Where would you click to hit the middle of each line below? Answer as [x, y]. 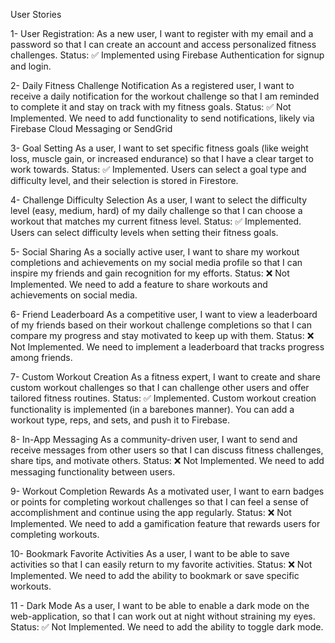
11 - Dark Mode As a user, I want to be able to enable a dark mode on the [160, 605]
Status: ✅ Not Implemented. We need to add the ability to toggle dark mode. [167, 627]
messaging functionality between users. [93, 472]
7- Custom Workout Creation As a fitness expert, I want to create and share [165, 377]
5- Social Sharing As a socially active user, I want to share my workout [155, 252]
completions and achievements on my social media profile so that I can [156, 262]
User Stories [36, 14]
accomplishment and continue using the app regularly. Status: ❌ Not [151, 512]
